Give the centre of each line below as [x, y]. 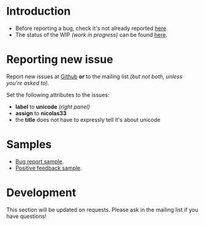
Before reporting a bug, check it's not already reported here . [92, 28]
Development [41, 193]
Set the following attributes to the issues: [58, 95]
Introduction [39, 11]
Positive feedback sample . [49, 168]
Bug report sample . [40, 161]
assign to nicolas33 [41, 113]
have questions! [27, 216]
